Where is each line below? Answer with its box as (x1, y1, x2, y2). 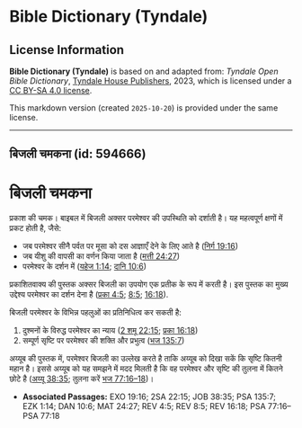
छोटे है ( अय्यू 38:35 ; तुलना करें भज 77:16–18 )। (9, 373, 155, 384)
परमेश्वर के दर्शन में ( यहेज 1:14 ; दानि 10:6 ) (22, 261, 147, 272)
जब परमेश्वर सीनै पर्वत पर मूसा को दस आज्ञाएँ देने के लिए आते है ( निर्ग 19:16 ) (22, 241, 239, 252)
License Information (9, 42, 124, 58)
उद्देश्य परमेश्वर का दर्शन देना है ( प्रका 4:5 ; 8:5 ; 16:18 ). (9, 290, 169, 300)
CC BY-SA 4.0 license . (9, 85, 93, 95)
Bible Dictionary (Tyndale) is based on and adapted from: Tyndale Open (9, 66, 279, 76)
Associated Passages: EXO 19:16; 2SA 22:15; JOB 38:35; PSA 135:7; (22, 391, 277, 402)
